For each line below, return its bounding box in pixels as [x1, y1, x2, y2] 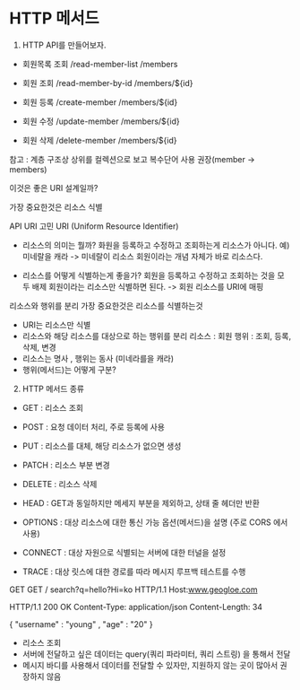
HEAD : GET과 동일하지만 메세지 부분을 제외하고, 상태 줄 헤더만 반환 [21, 497, 260, 508]
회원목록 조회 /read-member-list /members [21, 58, 178, 69]
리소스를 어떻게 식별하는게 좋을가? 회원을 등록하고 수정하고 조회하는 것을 [21, 270, 276, 281]
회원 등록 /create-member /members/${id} [21, 96, 178, 108]
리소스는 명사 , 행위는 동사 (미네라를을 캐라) [21, 353, 175, 363]
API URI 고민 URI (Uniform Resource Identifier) [9, 221, 179, 231]
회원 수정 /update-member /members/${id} [21, 116, 181, 127]
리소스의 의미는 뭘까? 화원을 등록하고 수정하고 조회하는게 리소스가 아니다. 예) [21, 240, 290, 250]
